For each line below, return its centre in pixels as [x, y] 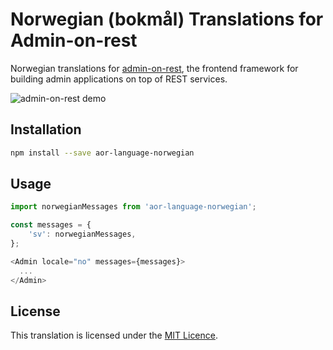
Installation [46, 129]
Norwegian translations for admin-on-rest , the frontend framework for [154, 68]
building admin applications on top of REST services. [119, 79]
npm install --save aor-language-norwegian [102, 153]
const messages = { [51, 225]
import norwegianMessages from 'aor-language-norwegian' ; [133, 207]
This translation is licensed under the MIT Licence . [114, 335]
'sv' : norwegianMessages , [82, 234]
